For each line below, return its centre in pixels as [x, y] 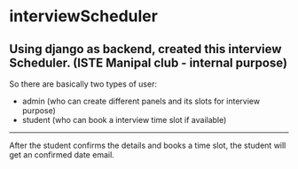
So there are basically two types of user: [83, 84]
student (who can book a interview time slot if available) [124, 120]
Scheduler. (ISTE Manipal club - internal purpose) [149, 62]
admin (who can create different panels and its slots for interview [141, 101]
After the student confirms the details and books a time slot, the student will [148, 145]
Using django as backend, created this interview [145, 49]
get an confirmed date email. [62, 155]
